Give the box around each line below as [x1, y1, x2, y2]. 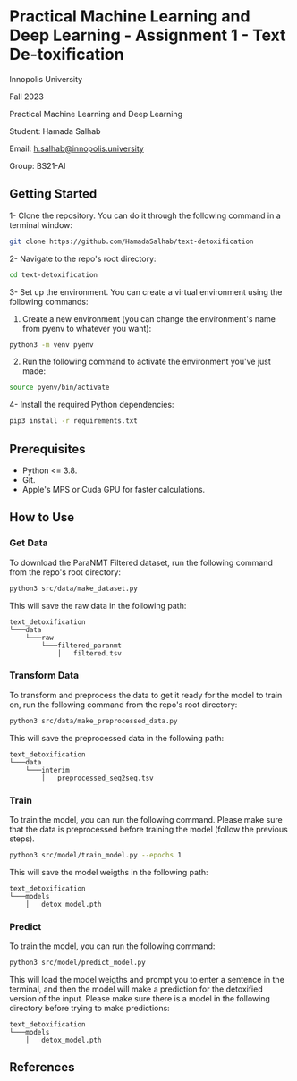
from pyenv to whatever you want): [21, 323, 152, 334]
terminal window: [9, 219, 73, 230]
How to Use [9, 510, 75, 525]
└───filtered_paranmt [41, 641, 123, 650]
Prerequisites [9, 441, 86, 457]
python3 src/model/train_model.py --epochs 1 [9, 850, 182, 859]
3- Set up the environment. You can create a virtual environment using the [9, 286, 283, 297]
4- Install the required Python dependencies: [9, 400, 174, 410]
